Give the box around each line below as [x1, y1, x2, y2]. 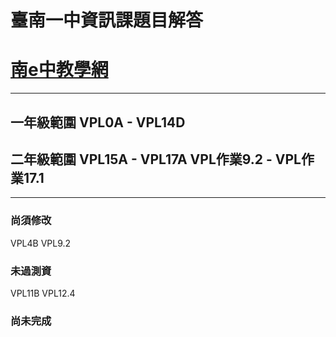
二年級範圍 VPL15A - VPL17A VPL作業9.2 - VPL [10, 151, 302, 168]
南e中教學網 [10, 59, 109, 81]
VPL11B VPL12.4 [10, 287, 76, 299]
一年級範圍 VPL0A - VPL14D [10, 114, 186, 131]
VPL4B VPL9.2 [10, 237, 72, 249]
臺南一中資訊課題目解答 [10, 9, 204, 32]
